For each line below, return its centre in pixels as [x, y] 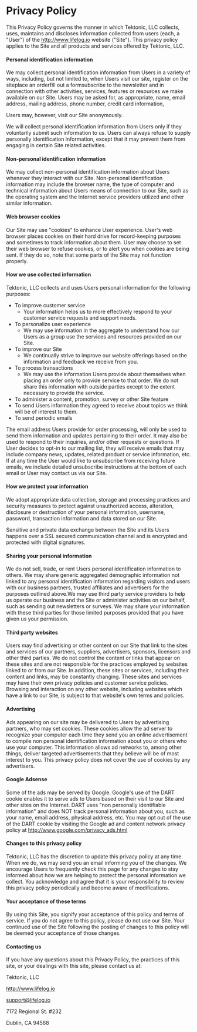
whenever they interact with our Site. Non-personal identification [84, 178]
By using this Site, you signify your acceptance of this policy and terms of [95, 914]
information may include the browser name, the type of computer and [90, 184]
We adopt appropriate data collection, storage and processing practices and [98, 499]
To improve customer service [50, 305]
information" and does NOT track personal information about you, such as [96, 811]
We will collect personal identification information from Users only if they [94, 127]
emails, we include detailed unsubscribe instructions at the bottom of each [96, 467]
